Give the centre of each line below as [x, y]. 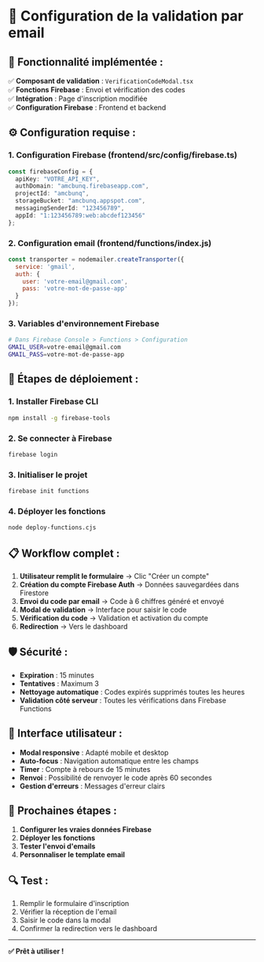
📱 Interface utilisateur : [66, 734]
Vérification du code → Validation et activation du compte [114, 617]
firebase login [33, 454]
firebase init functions [49, 491]
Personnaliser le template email [72, 855]
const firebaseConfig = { [50, 172]
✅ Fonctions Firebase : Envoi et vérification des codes [97, 89]
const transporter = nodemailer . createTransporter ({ [96, 259]
